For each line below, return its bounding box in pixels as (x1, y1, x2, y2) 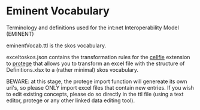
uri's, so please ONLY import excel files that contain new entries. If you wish (6, 84, 195, 91)
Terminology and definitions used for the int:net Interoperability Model (6, 24, 180, 31)
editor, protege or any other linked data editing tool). (6, 97, 135, 104)
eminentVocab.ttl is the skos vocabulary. (6, 42, 107, 49)
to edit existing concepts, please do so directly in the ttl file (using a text (6, 90, 184, 97)
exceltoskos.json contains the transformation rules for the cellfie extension (6, 53, 190, 60)
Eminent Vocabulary (6, 4, 110, 18)
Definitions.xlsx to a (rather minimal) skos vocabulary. (6, 66, 139, 73)
